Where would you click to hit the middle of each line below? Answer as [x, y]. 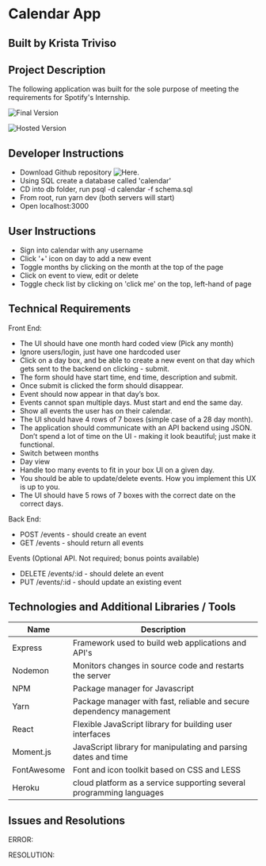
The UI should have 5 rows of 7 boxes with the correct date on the [127, 495]
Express [27, 648]
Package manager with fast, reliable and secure [161, 701]
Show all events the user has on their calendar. [96, 410]
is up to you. [40, 487]
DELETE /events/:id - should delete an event [91, 573]
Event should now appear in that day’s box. [90, 394]
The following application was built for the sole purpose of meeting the [123, 89]
